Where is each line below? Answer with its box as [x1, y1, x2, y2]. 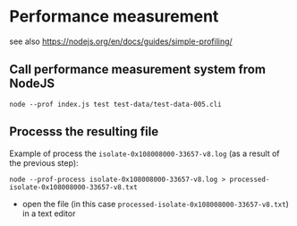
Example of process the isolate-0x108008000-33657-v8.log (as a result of [9, 148, 280, 159]
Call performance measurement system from [9, 62, 267, 77]
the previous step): [9, 157, 79, 168]
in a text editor [21, 208, 76, 219]
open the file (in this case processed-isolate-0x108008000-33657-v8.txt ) [21, 198, 289, 209]
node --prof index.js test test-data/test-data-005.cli [9, 100, 222, 109]
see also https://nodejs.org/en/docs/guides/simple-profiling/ [9, 36, 233, 47]
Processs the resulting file [9, 124, 159, 140]
